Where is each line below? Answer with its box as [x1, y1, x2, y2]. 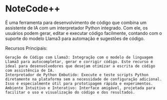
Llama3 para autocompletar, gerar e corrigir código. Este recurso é [5, 59, 153, 64]
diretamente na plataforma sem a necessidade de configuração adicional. [5, 76, 162, 81]
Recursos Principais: [5, 45, 47, 51]
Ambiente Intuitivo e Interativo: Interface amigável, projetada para [5, 85, 155, 90]
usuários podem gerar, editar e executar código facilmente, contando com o [5, 30, 162, 36]
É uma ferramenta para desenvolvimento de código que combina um [5, 19, 146, 25]
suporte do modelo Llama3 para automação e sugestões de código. [5, 35, 145, 41]
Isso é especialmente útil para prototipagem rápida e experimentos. [5, 81, 153, 86]
